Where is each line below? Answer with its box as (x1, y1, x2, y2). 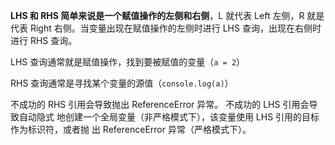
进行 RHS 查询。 (10, 35, 78, 46)
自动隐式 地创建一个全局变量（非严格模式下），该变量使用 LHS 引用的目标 (18, 111, 320, 123)
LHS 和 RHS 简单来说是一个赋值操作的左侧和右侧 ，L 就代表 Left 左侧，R (10, 10, 305, 21)
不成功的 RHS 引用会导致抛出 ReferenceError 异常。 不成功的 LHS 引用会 (10, 99, 310, 110)
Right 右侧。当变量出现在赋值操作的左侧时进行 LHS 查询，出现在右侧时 (29, 22, 322, 34)
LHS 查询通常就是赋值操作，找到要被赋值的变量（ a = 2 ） (10, 56, 246, 68)
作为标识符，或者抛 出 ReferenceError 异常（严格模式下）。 (10, 124, 252, 135)
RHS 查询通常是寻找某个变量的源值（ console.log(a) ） (10, 77, 234, 89)
